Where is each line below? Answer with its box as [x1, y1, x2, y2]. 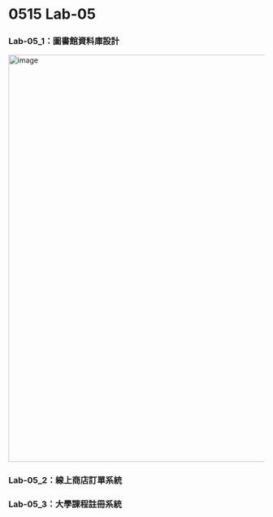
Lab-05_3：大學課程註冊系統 [8, 498, 122, 510]
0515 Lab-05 [8, 5, 96, 24]
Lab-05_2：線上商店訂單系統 [8, 475, 123, 486]
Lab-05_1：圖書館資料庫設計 [8, 36, 120, 47]
